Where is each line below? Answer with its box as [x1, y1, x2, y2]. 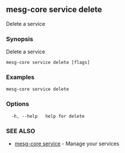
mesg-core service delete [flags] [6, 60, 91, 66]
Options [6, 100, 29, 108]
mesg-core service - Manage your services [14, 140, 120, 147]
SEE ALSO [6, 127, 36, 135]
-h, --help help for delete [11, 113, 85, 119]
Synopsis [6, 35, 33, 43]
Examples [6, 73, 35, 81]
